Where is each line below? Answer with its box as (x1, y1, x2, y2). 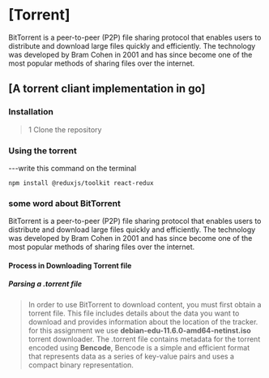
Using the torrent (8, 144, 77, 156)
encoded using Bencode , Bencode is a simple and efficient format (28, 342, 250, 352)
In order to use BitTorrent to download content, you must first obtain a (28, 299, 262, 309)
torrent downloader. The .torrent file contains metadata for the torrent (28, 334, 261, 344)
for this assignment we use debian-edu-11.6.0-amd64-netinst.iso (28, 325, 251, 335)
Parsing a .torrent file (8, 279, 83, 289)
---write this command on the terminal (8, 163, 137, 173)
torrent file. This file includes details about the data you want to (28, 308, 240, 318)
